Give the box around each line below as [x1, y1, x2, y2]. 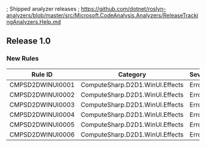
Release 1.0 [6, 36, 51, 47]
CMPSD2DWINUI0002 [9, 90, 75, 99]
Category [118, 70, 147, 78]
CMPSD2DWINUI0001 [9, 80, 75, 89]
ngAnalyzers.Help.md [6, 18, 61, 25]
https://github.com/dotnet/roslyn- [80, 6, 167, 12]
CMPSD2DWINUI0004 [9, 110, 75, 119]
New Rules [6, 55, 39, 63]
